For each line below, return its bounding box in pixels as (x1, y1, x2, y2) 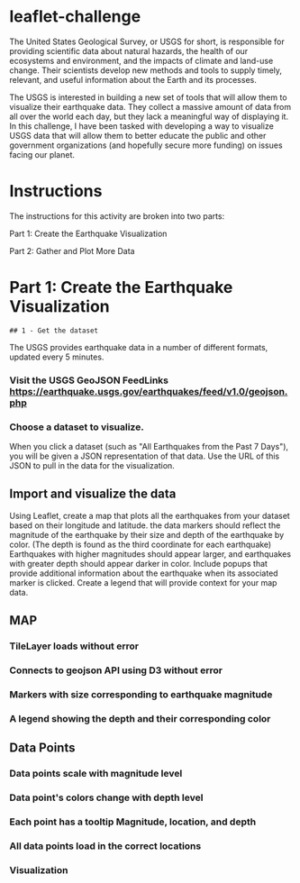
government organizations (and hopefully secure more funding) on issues (9, 140, 283, 150)
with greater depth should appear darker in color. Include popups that (9, 558, 268, 569)
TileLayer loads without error (9, 640, 140, 652)
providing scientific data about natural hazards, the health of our (9, 45, 249, 56)
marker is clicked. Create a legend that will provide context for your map (9, 577, 277, 587)
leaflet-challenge (9, 6, 141, 27)
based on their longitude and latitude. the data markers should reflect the (9, 520, 281, 531)
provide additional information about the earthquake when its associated (9, 568, 278, 578)
